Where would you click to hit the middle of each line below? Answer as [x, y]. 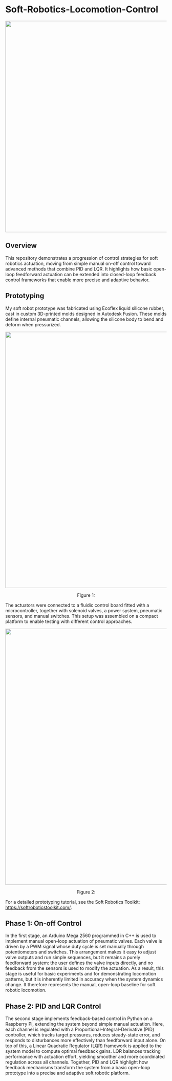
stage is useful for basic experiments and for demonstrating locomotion [81, 974]
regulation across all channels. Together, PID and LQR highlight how [77, 1062]
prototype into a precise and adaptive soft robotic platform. [68, 1073]
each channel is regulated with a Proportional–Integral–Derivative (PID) [80, 1030]
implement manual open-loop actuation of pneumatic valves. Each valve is [84, 941]
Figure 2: [86, 892]
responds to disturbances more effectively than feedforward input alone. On [86, 1041]
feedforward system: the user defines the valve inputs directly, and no [79, 963]
